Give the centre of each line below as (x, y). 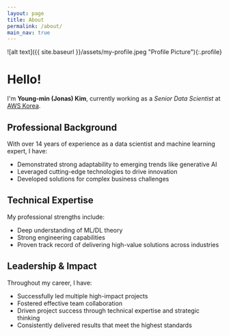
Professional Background (62, 127)
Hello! (24, 80)
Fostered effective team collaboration (70, 303)
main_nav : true (29, 33)
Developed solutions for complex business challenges (93, 179)
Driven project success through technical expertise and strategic (108, 310)
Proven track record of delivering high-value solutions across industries (118, 244)
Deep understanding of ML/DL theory (70, 230)
